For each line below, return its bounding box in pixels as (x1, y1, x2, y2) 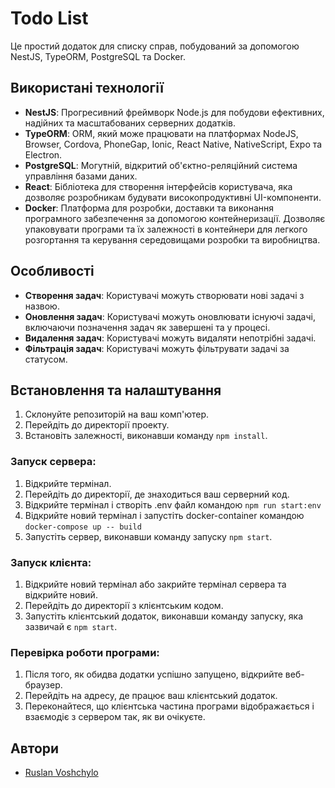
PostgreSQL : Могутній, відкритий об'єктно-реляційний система (24, 159, 298, 171)
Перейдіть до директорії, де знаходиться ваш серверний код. (24, 488, 290, 500)
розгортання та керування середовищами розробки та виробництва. (24, 233, 321, 246)
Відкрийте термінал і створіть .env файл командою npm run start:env (24, 498, 322, 511)
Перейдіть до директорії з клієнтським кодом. (24, 599, 224, 611)
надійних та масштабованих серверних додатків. (24, 117, 237, 129)
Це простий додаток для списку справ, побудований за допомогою (10, 40, 300, 52)
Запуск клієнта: (10, 555, 92, 569)
